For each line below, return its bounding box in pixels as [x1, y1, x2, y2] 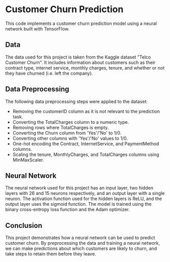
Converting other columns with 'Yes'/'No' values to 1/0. [12, 135, 128, 141]
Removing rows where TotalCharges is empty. [12, 124, 109, 130]
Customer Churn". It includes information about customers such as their [5, 59, 156, 65]
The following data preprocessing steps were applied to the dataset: [5, 98, 148, 105]
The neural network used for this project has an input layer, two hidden [5, 185, 154, 191]
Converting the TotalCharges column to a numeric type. [12, 119, 129, 125]
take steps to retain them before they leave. [5, 251, 96, 257]
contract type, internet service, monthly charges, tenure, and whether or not [5, 64, 165, 71]
